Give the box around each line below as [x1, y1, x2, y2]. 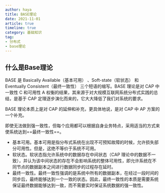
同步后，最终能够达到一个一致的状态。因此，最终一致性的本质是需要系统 [12, 176, 159, 182]
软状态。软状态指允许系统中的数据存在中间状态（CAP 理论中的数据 [12, 152, 147, 158]
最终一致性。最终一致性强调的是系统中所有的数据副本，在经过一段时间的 [12, 170, 159, 176]
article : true [5, 21, 34, 26]
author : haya [5, 7, 32, 12]
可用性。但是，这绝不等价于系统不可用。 [16, 146, 99, 152]
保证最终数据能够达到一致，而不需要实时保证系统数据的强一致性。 [12, 183, 146, 189]
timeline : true [5, 26, 36, 31]
